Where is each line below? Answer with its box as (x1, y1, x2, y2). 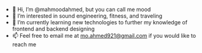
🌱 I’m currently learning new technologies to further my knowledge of (12, 19, 188, 26)
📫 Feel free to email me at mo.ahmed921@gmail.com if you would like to (12, 32, 196, 39)
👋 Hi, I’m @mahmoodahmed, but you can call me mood (12, 6, 151, 13)
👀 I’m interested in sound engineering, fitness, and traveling (12, 12, 163, 19)
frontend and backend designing (12, 25, 95, 32)
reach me (12, 41, 37, 48)
